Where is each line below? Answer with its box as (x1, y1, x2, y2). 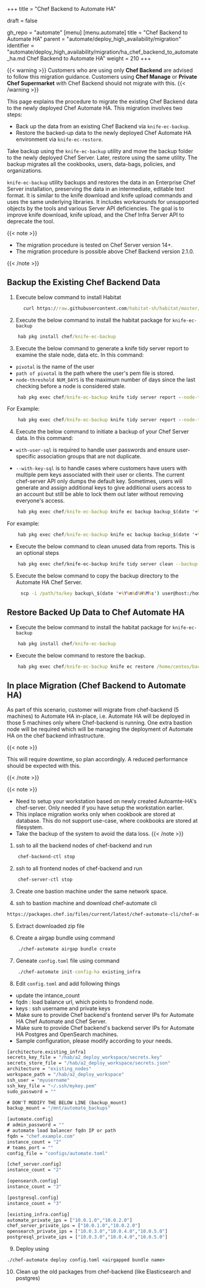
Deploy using (15, 1245, 49, 1253)
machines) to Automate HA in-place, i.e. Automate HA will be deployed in (7, 712, 190, 720)
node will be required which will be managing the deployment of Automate (7, 726, 193, 733)
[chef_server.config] (7, 1161, 62, 1168)
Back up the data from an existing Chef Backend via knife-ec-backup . (15, 123, 190, 130)
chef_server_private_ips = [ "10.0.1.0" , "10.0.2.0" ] (7, 1223, 141, 1229)
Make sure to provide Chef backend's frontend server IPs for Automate (15, 1011, 194, 1018)
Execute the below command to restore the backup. (15, 651, 146, 659)
